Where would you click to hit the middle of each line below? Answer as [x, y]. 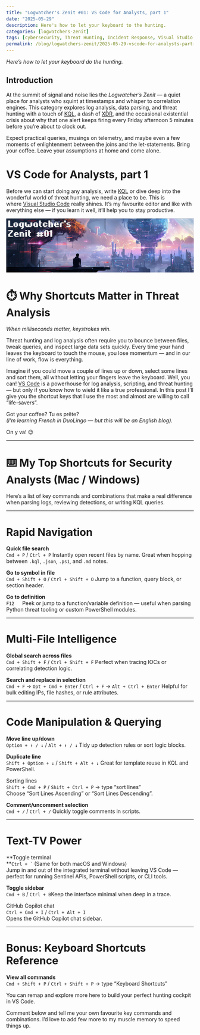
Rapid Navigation [49, 532]
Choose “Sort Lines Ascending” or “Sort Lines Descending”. [79, 794]
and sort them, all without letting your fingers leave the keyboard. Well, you [98, 378]
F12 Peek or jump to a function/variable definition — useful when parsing [99, 603]
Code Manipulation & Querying [84, 722]
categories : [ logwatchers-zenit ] [48, 32]
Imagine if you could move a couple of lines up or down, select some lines [97, 371]
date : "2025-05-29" [30, 19]
